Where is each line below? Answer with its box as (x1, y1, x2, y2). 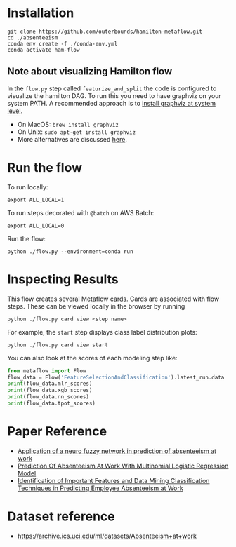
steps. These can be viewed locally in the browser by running (7, 302, 185, 310)
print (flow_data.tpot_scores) (7, 400, 96, 407)
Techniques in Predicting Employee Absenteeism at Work (17, 484, 184, 492)
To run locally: (7, 182, 48, 191)
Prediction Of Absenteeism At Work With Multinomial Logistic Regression (17, 461, 229, 470)
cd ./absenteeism (7, 34, 58, 41)
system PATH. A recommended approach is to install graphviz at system (7, 99, 216, 107)
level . (7, 107, 23, 115)
